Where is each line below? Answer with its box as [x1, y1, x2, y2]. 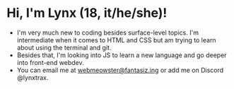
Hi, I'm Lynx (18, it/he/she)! [6, 5, 168, 21]
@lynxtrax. [16, 73, 49, 82]
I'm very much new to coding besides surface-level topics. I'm [16, 28, 199, 37]
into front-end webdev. [16, 58, 84, 66]
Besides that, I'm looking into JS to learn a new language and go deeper [16, 51, 227, 59]
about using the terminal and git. [16, 43, 112, 52]
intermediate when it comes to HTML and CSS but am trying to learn [16, 35, 216, 44]
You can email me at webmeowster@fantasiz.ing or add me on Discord [16, 66, 224, 74]
